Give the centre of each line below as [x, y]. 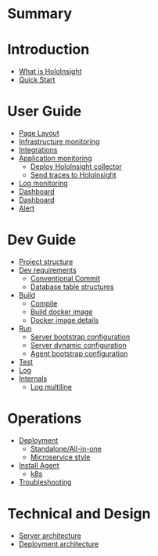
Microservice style [60, 457]
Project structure [46, 262]
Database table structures [72, 287]
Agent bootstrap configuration [79, 353]
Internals [33, 379]
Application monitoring [55, 159]
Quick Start [37, 80]
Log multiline [51, 387]
